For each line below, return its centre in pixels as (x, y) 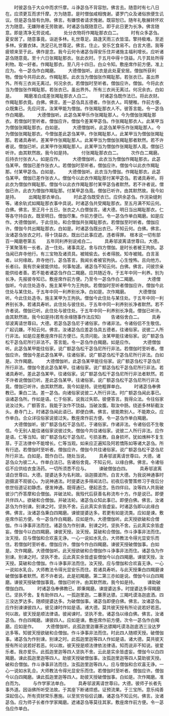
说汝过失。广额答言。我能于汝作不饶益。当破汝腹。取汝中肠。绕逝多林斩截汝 (84, 405)
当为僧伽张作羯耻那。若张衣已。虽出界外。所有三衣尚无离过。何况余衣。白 (82, 89)
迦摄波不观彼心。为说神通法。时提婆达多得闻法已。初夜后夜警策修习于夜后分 (84, 481)
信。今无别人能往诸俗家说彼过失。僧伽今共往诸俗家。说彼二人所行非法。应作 (84, 431)
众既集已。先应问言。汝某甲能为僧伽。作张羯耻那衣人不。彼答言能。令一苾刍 (84, 108)
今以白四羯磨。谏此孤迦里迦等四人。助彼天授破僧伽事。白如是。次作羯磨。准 (84, 677)
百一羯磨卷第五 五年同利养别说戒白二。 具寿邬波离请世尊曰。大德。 (83, 241)
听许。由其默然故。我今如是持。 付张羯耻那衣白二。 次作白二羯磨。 (83, 153)
